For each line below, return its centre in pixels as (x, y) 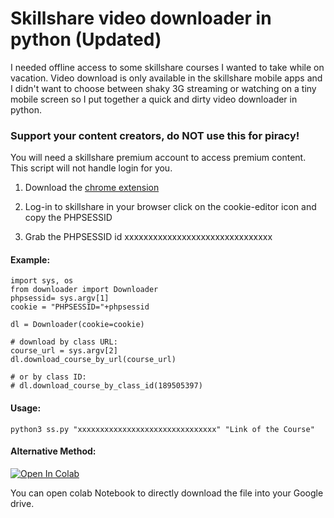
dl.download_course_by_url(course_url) (93, 360)
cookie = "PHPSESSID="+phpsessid (80, 307)
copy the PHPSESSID (68, 218)
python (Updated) (86, 39)
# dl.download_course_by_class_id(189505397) (106, 386)
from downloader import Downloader (84, 290)
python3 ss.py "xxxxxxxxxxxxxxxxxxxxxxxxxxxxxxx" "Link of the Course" (162, 429)
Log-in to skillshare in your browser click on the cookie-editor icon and (170, 207)
